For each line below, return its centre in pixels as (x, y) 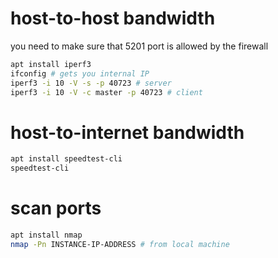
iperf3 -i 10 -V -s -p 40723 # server (91, 83)
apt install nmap (46, 235)
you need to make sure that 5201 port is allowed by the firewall (139, 46)
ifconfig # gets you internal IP (80, 73)
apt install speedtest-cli (66, 159)
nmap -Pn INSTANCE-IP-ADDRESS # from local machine (120, 244)
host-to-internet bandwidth (127, 132)
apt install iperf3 (51, 64)
